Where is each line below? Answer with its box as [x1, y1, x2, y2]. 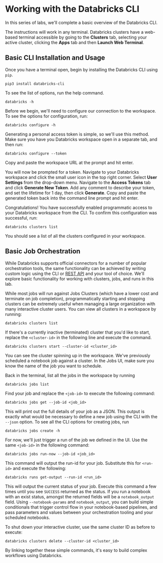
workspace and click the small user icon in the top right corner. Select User [5, 174, 158, 180]
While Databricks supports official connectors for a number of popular [5, 260, 147, 266]
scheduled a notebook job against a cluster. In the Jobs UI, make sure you [5, 358, 154, 363]
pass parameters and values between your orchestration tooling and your [5, 509, 153, 515]
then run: [5, 141, 23, 147]
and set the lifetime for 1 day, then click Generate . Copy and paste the [5, 190, 146, 196]
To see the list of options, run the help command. [5, 90, 104, 96]
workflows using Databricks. [5, 552, 63, 558]
